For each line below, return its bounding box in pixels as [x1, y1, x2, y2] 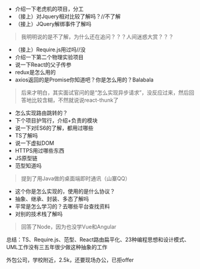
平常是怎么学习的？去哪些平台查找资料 [14, 203, 110, 210]
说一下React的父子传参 [14, 61, 72, 68]
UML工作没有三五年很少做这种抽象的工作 [6, 244, 108, 250]
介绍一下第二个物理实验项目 [14, 54, 84, 60]
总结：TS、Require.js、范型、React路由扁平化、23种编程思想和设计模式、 [6, 236, 190, 243]
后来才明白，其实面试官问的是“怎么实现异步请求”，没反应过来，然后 [20, 89, 189, 96]
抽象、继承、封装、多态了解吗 [14, 195, 89, 202]
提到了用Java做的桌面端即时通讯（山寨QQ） [20, 175, 131, 182]
